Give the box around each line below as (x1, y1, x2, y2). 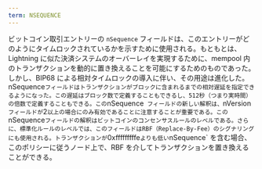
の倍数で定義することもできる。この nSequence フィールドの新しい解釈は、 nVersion (8, 99, 252, 108)
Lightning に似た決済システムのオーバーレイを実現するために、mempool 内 (8, 53, 251, 63)
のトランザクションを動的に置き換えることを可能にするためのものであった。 (8, 63, 256, 73)
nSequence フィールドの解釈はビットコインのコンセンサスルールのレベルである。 (8, 115, 238, 124)
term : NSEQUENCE (8, 11, 61, 20)
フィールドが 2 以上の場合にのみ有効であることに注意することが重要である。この (8, 106, 229, 116)
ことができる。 (8, 152, 56, 161)
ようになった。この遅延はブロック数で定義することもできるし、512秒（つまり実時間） (13, 92, 253, 99)
